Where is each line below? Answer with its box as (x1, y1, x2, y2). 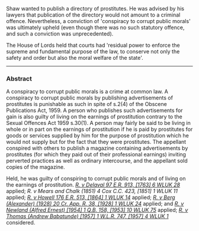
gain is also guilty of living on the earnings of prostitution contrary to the (6, 113, 182, 120)
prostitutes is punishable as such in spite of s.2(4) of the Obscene (6, 101, 167, 108)
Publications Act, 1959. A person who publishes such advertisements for (6, 107, 183, 114)
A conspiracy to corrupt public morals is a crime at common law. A (6, 88, 169, 95)
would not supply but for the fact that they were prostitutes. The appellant (6, 139, 187, 146)
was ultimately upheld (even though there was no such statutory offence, (6, 24, 185, 31)
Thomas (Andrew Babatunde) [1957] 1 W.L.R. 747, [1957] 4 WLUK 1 (6, 213, 169, 220)
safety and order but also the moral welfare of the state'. (6, 54, 143, 61)
